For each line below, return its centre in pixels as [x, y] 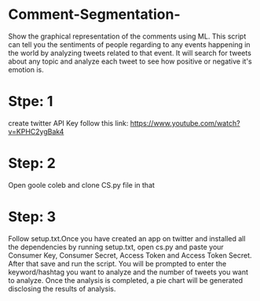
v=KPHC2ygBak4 [36, 131]
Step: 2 [32, 163]
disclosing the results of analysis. [62, 288]
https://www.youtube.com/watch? [185, 123]
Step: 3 [32, 217]
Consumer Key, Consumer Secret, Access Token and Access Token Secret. [130, 255]
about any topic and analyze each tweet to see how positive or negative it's [130, 61]
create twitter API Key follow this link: [68, 123]
